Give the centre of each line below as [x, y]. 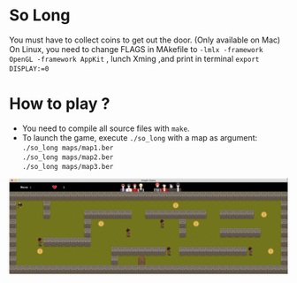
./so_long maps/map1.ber [68, 148]
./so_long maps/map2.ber [68, 157]
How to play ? [60, 104]
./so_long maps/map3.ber [68, 166]
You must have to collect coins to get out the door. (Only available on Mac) [145, 40]
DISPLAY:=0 [29, 69]
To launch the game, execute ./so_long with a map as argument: [140, 137]
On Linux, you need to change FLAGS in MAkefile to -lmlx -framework [136, 49]
